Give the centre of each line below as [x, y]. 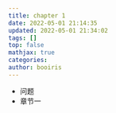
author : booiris [35, 68]
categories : [28, 60]
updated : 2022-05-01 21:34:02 [58, 30]
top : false [26, 45]
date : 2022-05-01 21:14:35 [53, 23]
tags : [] [23, 38]
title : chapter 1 [37, 16]
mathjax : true [32, 53]
